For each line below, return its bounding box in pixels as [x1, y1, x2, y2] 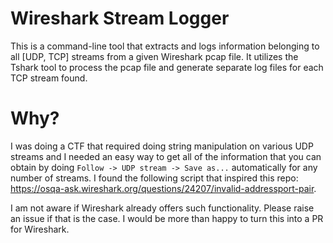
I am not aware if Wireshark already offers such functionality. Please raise [10, 202, 315, 214]
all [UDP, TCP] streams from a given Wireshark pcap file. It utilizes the [10, 50, 299, 62]
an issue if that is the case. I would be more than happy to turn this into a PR [10, 212, 324, 224]
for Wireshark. [10, 223, 70, 235]
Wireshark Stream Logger [10, 7, 230, 30]
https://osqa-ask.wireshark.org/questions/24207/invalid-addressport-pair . [10, 182, 317, 194]
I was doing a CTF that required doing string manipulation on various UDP [10, 140, 314, 152]
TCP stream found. [10, 72, 88, 84]
